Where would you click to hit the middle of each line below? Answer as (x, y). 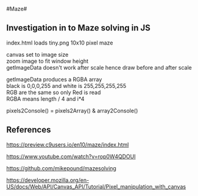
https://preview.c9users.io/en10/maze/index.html (68, 144)
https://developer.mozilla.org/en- (48, 180)
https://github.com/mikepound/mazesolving (62, 168)
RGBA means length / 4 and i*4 (45, 99)
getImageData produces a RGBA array (54, 79)
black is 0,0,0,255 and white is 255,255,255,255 (66, 85)
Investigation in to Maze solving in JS (79, 28)
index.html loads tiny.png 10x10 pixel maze (60, 43)
